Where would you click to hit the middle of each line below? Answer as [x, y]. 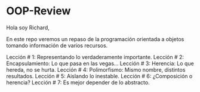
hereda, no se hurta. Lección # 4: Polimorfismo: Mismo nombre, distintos [96, 69]
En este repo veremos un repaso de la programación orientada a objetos [95, 39]
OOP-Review [39, 11]
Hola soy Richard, [28, 27]
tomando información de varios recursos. [57, 45]
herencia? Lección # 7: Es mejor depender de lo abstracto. [78, 82]
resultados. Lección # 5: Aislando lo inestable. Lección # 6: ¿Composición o [99, 76]
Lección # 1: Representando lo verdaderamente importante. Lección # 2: [95, 57]
